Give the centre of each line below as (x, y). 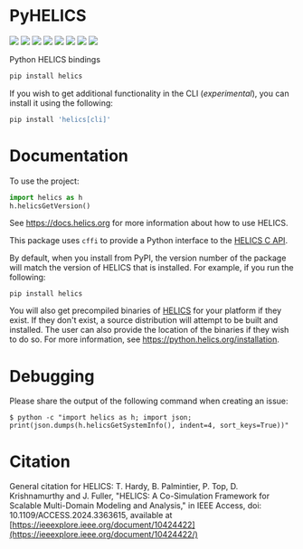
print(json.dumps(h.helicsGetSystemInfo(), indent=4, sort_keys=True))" (149, 426)
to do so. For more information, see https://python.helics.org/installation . (145, 339)
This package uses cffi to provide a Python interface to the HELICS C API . (148, 241)
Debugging (52, 376)
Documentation (69, 156)
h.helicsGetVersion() (50, 206)
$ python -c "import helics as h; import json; (101, 418)
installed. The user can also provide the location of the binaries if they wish (149, 330)
